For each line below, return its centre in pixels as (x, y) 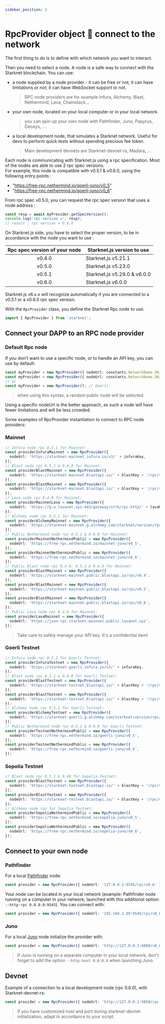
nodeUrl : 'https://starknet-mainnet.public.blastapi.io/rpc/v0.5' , (80, 589)
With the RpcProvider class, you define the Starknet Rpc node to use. (75, 309)
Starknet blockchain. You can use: (40, 73)
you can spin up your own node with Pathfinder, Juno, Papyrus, (89, 121)
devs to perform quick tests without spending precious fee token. (78, 141)
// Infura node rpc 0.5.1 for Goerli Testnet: (54, 658)
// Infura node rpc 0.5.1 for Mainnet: (46, 448)
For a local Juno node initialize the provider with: (54, 937)
